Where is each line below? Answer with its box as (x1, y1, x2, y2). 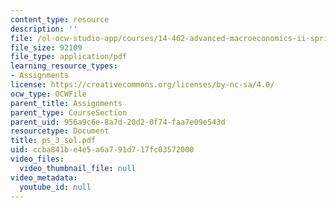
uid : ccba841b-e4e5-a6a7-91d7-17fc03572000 (10, 145, 195, 155)
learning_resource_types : (10, 61, 118, 71)
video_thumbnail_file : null (19, 163, 137, 173)
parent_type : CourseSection (10, 107, 128, 118)
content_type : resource (10, 14, 110, 25)
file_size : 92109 (10, 42, 83, 53)
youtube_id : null (19, 182, 92, 192)
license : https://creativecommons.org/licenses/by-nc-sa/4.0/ (10, 80, 275, 90)
